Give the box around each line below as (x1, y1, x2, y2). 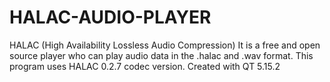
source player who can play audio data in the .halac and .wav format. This (9, 49, 314, 61)
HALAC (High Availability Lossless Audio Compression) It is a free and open (9, 39, 321, 51)
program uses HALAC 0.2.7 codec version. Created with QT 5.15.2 (9, 60, 281, 72)
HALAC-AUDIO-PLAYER (9, 6, 212, 29)
